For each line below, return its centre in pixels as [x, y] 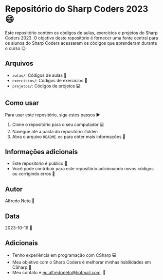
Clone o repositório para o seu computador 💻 [58, 124]
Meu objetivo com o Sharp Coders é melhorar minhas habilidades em [81, 262]
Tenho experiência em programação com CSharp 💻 [64, 255]
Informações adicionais [42, 152]
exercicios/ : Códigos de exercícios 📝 [50, 80]
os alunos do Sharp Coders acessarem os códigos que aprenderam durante [81, 43]
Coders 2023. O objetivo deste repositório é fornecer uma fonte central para [81, 38]
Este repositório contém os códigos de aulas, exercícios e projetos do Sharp [81, 33]
